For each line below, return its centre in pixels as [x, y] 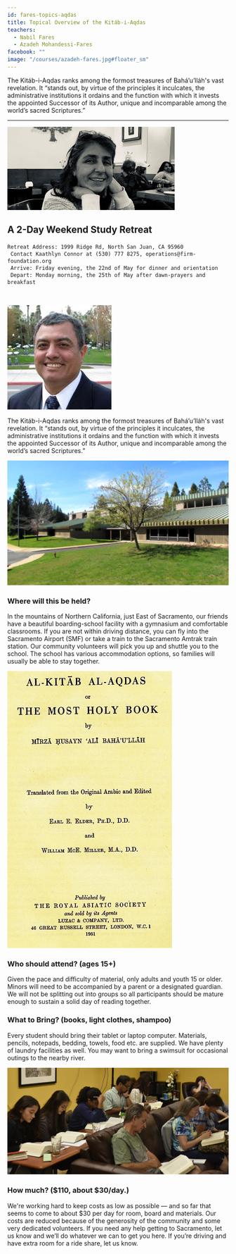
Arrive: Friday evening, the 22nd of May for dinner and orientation [114, 268]
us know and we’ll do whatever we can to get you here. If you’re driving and [117, 1236]
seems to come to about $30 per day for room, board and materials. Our [112, 1213]
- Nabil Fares [34, 37]
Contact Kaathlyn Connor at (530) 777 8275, [76, 254]
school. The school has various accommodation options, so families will [111, 653]
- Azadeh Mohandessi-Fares [53, 45]
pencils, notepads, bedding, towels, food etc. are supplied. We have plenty [115, 1043]
